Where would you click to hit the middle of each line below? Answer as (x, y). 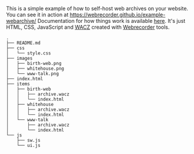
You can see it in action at (37, 15)
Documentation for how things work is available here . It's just (111, 21)
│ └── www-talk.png (33, 74)
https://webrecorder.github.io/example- (118, 15)
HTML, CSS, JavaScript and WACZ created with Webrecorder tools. (88, 27)
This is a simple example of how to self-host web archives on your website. (97, 8)
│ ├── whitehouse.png (35, 69)
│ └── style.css (29, 53)
